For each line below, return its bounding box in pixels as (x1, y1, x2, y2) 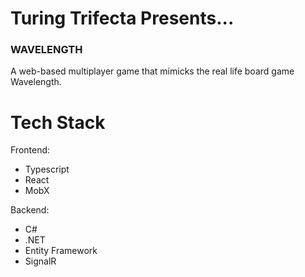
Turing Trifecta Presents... (10, 7, 235, 30)
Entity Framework (24, 245, 98, 257)
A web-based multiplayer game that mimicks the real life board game (10, 65, 295, 77)
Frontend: (10, 144, 51, 156)
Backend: (10, 204, 50, 216)
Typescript (24, 163, 70, 176)
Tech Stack (10, 111, 106, 134)
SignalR (24, 255, 57, 267)
